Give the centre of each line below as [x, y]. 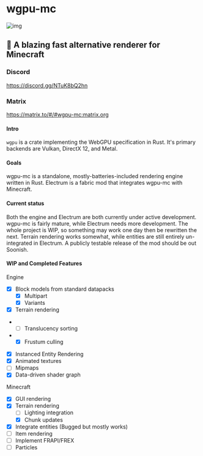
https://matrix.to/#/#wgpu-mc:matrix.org [57, 114]
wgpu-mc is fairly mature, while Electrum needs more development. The [97, 223]
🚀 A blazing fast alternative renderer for [83, 45]
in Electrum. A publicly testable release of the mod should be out [115, 243]
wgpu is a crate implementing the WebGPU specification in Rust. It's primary [101, 142]
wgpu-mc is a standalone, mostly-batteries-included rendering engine [95, 176]
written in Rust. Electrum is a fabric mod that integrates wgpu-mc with [94, 183]
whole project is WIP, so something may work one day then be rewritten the [102, 230]
